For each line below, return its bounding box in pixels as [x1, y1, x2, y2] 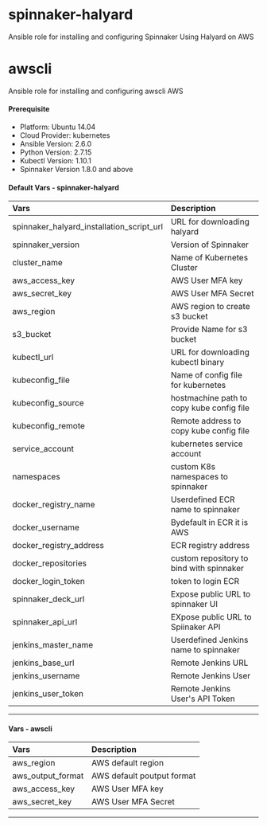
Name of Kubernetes [170, 252, 249, 264]
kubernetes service [170, 438, 244, 449]
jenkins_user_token [12, 688, 83, 699]
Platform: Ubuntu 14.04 [19, 122, 96, 132]
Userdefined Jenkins [170, 635, 249, 646]
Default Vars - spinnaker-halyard [8, 182, 119, 192]
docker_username [12, 522, 79, 533]
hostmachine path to [170, 393, 248, 404]
